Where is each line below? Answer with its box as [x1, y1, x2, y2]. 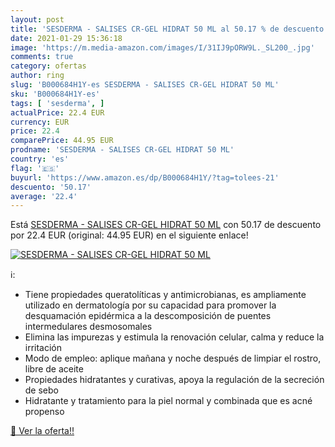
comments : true [10, 52, 74, 62]
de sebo [24, 384, 59, 396]
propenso [24, 406, 65, 418]
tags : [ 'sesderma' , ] [10, 98, 105, 108]
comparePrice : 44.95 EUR [10, 136, 114, 146]
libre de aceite [24, 363, 84, 375]
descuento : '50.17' [10, 182, 92, 192]
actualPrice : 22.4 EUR [10, 107, 105, 118]
